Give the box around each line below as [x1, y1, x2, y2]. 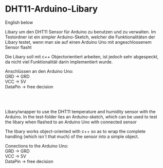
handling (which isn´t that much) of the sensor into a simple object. [5, 134, 139, 139]
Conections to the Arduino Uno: [5, 143, 69, 149]
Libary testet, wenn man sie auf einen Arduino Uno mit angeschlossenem [5, 39, 152, 45]
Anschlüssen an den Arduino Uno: [5, 68, 74, 74]
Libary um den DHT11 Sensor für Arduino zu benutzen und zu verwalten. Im [5, 29, 156, 34]
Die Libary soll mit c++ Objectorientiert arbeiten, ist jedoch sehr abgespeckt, [5, 53, 159, 59]
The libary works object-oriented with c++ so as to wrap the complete [5, 128, 146, 134]
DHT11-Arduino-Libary [5, 3, 98, 15]
